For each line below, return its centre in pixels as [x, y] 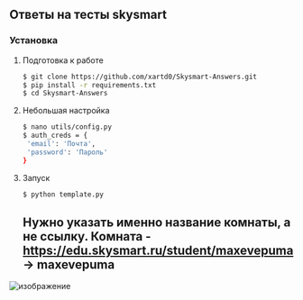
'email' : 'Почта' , [61, 144]
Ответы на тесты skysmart [88, 15]
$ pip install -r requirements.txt [89, 85]
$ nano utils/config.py [67, 127]
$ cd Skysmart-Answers [65, 94]
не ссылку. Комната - [87, 236]
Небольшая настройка [66, 111]
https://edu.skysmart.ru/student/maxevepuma [158, 250]
